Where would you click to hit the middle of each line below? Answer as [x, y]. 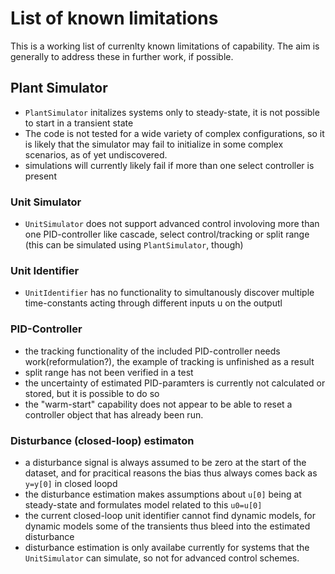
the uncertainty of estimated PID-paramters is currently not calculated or [175, 383]
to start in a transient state [79, 123]
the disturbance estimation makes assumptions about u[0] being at [163, 494]
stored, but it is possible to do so [92, 393]
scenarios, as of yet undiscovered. [96, 154]
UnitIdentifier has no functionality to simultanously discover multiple [169, 293]
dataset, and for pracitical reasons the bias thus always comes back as [171, 473]
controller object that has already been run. [114, 414]
